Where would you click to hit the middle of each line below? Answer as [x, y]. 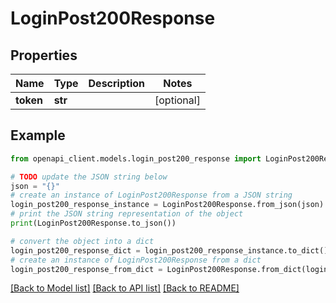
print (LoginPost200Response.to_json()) [93, 223]
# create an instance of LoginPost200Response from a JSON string [151, 195]
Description [116, 83]
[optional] [177, 100]
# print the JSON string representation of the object [127, 214]
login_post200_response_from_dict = [86, 269]
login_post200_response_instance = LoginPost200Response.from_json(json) [167, 205]
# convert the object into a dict [82, 241]
